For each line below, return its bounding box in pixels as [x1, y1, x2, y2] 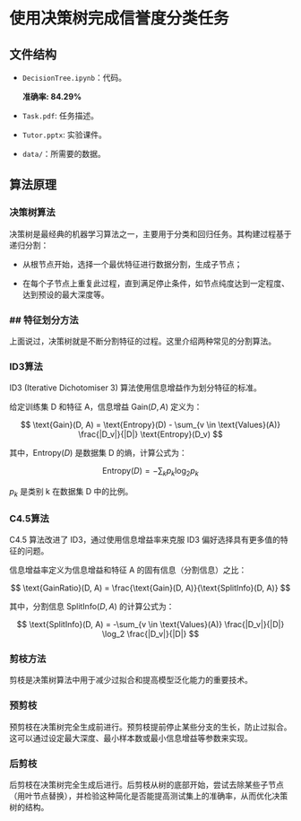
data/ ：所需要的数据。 [21, 149, 106, 159]
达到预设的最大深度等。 [21, 289, 109, 300]
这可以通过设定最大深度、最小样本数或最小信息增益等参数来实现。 [9, 732, 253, 743]
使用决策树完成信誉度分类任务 [9, 8, 230, 29]
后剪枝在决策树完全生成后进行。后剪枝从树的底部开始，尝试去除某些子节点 [9, 780, 284, 790]
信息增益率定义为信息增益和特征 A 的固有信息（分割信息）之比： [9, 564, 247, 575]
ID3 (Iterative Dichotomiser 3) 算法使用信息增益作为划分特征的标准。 [9, 382, 262, 393]
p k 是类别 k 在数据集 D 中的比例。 [9, 486, 133, 499]
